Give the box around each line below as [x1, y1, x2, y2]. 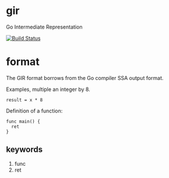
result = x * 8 [6, 97, 43, 103]
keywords [6, 145, 43, 155]
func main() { [6, 118, 41, 124]
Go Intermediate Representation [6, 23, 83, 30]
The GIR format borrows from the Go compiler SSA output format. [6, 74, 164, 81]
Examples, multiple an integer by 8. [6, 86, 90, 93]
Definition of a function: [6, 107, 63, 114]
